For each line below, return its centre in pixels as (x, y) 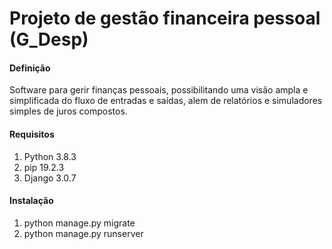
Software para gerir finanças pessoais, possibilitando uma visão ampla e (159, 90)
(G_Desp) (49, 39)
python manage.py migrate (79, 223)
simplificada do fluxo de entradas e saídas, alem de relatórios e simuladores (166, 101)
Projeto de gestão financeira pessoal (165, 18)
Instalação (31, 201)
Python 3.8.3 (50, 156)
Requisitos (32, 134)
